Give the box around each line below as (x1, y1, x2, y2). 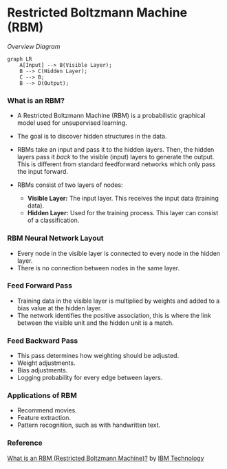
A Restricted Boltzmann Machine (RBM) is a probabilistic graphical (17, 112, 206, 120)
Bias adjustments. (17, 366, 68, 375)
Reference (7, 438, 43, 448)
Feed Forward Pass (7, 281, 72, 290)
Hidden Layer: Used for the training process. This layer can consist (27, 209, 219, 217)
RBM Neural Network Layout (7, 233, 105, 243)
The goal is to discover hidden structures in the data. (17, 132, 167, 141)
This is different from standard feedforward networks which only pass (17, 160, 216, 168)
